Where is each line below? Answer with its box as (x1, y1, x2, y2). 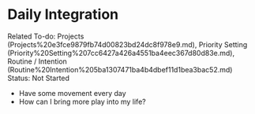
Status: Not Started (7, 73, 70, 83)
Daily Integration (7, 6, 119, 24)
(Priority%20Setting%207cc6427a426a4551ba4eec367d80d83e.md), (7, 48, 234, 57)
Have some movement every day (18, 88, 127, 97)
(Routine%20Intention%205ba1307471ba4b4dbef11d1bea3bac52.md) (7, 64, 233, 74)
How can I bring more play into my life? (18, 97, 147, 106)
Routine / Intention (7, 57, 68, 66)
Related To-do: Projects (7, 31, 84, 41)
